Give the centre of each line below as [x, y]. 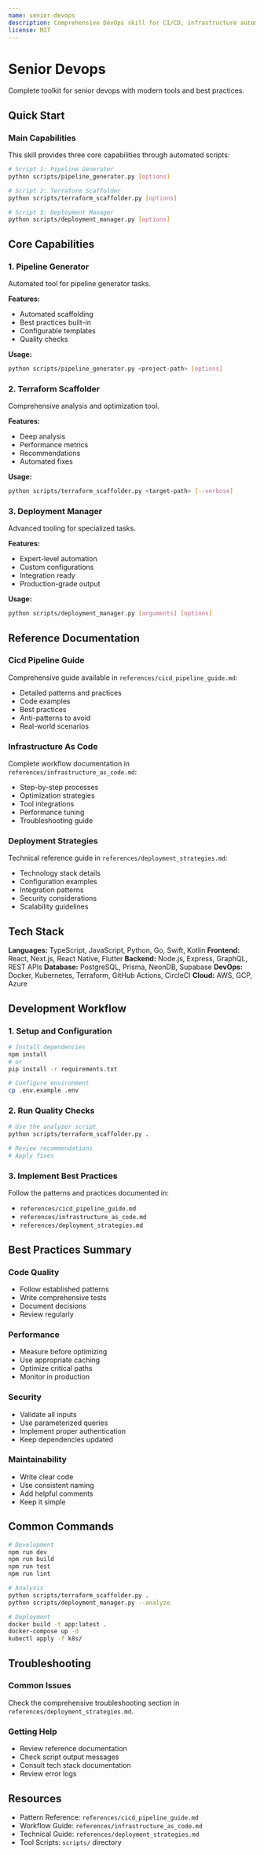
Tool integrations [47, 804]
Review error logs [48, 1774]
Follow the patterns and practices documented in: [88, 1193]
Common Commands [61, 1527]
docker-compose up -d [44, 1632]
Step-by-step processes [59, 788]
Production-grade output [60, 584]
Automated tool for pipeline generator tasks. [80, 283]
